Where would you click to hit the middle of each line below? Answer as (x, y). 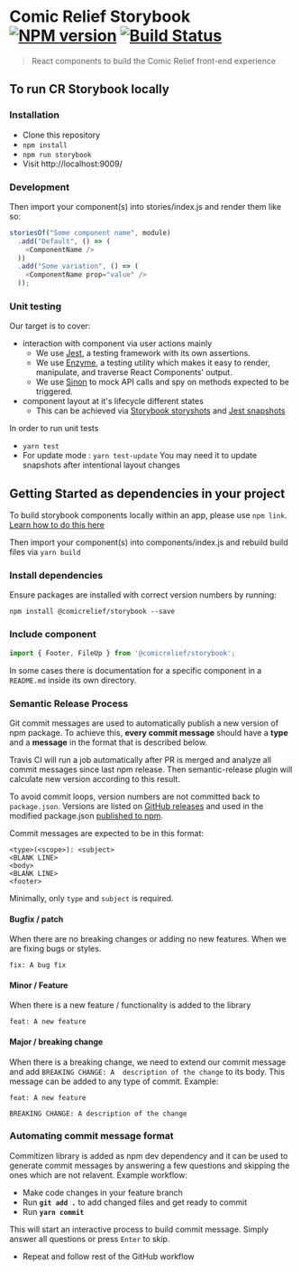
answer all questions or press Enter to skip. (90, 1238)
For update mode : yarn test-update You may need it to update (140, 456)
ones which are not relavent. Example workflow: (98, 1175)
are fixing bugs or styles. (55, 949)
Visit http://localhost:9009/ (73, 164)
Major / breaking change (56, 1041)
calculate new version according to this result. (95, 778)
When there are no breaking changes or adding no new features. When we (148, 939)
